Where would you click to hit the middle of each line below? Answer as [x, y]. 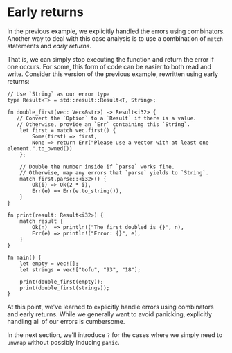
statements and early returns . [50, 46]
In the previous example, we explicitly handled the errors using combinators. [116, 31]
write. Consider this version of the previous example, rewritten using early [113, 74]
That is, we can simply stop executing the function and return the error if [111, 59]
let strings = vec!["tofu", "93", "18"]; [80, 270]
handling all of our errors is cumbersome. [66, 321]
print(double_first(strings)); [65, 288]
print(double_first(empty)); [62, 282]
